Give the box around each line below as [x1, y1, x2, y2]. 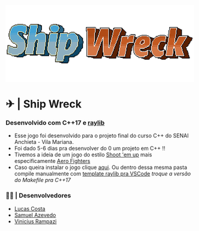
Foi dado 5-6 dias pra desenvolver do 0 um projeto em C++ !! [14, 145, 166, 152]
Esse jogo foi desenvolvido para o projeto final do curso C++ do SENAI [14, 132, 189, 139]
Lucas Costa [14, 205, 45, 212]
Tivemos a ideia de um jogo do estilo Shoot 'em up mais [14, 151, 152, 158]
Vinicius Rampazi [14, 217, 57, 225]
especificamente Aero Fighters [14, 158, 91, 165]
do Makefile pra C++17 [14, 177, 71, 184]
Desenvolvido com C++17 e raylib [5, 118, 105, 127]
